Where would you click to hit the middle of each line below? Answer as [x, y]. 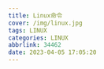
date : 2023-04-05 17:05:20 [52, 52]
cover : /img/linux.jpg [45, 23]
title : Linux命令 [35, 15]
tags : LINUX [28, 30]
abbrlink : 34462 [35, 45]
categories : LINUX [38, 38]
